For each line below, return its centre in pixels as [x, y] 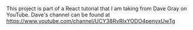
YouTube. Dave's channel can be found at [58, 15]
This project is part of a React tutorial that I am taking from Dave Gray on [97, 9]
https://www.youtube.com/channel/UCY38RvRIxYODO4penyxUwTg [91, 21]
